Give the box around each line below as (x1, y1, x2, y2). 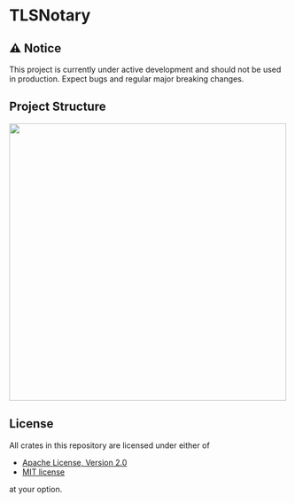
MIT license (21, 467, 65, 477)
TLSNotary (9, 5, 91, 26)
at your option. (9, 483, 63, 494)
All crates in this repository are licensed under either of (9, 440, 210, 451)
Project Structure (9, 99, 106, 114)
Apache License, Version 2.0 (21, 457, 128, 468)
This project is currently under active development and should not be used (9, 64, 282, 75)
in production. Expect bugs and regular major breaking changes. (9, 74, 245, 84)
